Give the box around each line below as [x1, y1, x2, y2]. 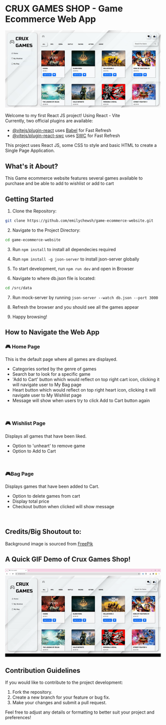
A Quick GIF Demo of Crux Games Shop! [5, 555, 131, 564]
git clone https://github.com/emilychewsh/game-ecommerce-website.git [5, 218, 154, 223]
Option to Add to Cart [12, 448, 56, 454]
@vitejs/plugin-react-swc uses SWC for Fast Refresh [12, 132, 120, 139]
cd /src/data [5, 285, 32, 290]
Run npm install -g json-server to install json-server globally [12, 256, 139, 262]
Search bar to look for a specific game [12, 371, 90, 377]
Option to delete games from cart [12, 493, 81, 499]
